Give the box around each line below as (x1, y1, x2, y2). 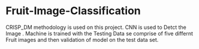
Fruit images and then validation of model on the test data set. (5, 36, 159, 43)
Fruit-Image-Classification (5, 4, 141, 18)
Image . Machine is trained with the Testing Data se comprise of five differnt (5, 30, 193, 37)
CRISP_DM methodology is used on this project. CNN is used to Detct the (5, 24, 186, 31)
